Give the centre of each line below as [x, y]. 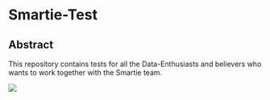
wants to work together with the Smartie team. [85, 73]
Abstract [31, 45]
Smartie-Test [53, 15]
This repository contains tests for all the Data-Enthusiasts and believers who [135, 64]
